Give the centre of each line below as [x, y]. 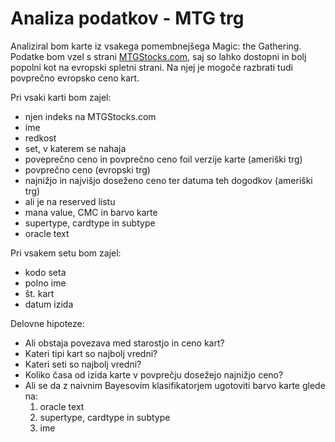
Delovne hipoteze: [47, 323]
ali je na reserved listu [70, 201]
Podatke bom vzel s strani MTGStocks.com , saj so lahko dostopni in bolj [158, 56]
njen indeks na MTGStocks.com [90, 116]
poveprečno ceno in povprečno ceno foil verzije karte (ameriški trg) [163, 159]
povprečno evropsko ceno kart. [75, 78]
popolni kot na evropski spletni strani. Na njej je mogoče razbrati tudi [151, 67]
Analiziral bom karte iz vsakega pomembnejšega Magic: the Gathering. [156, 46]
